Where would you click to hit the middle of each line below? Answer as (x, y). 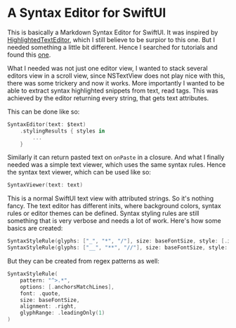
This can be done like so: (44, 111)
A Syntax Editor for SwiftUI (87, 13)
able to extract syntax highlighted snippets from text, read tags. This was (113, 90)
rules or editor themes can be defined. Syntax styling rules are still (103, 213)
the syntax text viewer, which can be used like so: (79, 172)
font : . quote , (40, 293)
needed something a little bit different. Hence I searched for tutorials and (112, 47)
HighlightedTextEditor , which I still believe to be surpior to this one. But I (111, 39)
